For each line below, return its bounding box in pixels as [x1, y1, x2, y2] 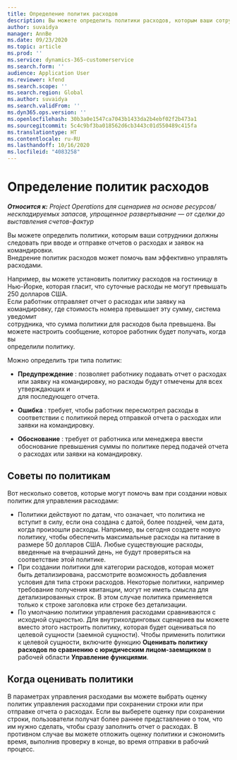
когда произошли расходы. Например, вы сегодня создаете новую [17, 525, 221, 534]
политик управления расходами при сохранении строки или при [7, 699, 203, 708]
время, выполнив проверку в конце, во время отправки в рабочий [7, 737, 209, 746]
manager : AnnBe [7, 30, 52, 37]
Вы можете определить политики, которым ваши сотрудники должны [7, 230, 219, 239]
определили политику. [7, 342, 75, 351]
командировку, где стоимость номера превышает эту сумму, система [7, 305, 221, 313]
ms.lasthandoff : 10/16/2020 [7, 142, 90, 149]
